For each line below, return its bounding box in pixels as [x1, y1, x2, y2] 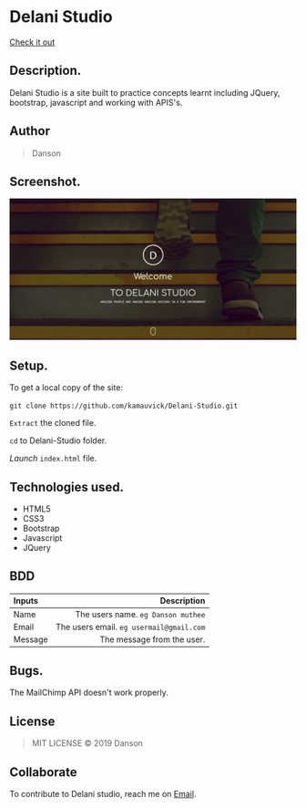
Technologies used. [9, 479, 125, 494]
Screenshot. [9, 173, 81, 189]
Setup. [9, 357, 48, 373]
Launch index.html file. [9, 453, 97, 464]
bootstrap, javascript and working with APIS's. [9, 97, 183, 108]
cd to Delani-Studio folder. [9, 435, 107, 446]
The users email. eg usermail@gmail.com [56, 621, 206, 632]
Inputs [13, 596, 39, 606]
